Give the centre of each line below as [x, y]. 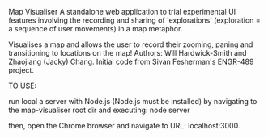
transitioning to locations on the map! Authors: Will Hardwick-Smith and [128, 53]
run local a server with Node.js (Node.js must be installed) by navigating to [133, 101]
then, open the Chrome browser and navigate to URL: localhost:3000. [124, 125]
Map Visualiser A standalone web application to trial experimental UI [122, 12]
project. [21, 70]
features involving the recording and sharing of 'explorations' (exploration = [134, 20]
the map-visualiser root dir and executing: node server [99, 110]
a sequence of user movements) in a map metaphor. [96, 29]
